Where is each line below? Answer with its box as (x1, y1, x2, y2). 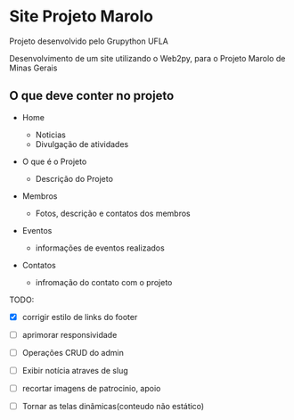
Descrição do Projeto (35, 173, 114, 184)
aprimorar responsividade (21, 329, 118, 340)
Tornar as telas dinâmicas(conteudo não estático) (21, 401, 205, 412)
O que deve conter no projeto (9, 88, 175, 103)
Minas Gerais (9, 62, 58, 73)
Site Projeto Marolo (9, 6, 154, 27)
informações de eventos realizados (35, 243, 165, 253)
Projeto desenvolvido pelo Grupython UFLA (9, 36, 169, 46)
